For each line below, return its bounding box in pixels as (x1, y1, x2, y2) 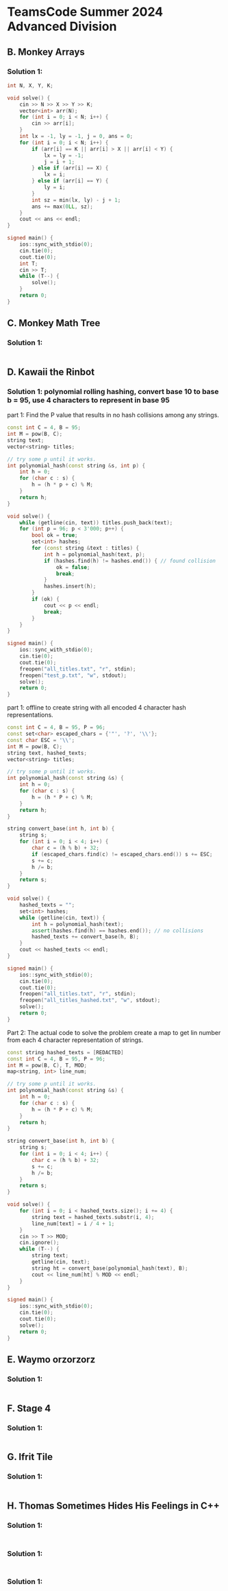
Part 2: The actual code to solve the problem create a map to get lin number (7, 1028, 221, 1036)
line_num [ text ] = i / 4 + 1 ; (31, 1220, 115, 1227)
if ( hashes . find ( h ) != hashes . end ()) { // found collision (43, 557, 216, 564)
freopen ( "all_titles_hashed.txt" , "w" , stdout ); (19, 997, 161, 1004)
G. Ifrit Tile (7, 1451, 53, 1463)
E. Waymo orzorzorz (7, 1354, 96, 1365)
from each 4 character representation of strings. (7, 1036, 144, 1044)
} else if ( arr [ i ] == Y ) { (31, 178, 109, 185)
